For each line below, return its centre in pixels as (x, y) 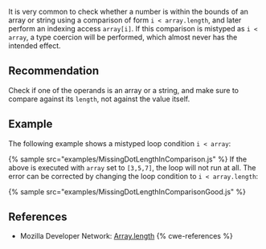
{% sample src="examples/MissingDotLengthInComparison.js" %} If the (128, 159)
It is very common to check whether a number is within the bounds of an (129, 12)
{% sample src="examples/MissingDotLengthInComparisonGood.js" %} (127, 191)
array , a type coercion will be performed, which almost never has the (123, 37)
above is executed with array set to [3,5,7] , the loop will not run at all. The (132, 167)
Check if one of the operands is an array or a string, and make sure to (124, 90)
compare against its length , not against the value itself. (99, 99)
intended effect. (35, 46)
